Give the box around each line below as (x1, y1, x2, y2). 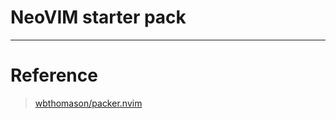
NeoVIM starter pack (10, 6, 187, 29)
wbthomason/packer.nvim (34, 97, 143, 109)
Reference (10, 64, 98, 87)
